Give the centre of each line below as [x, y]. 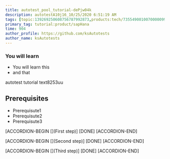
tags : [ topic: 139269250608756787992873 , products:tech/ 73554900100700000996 [87, 19]
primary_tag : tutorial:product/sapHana [47, 24]
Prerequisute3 [27, 121]
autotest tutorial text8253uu [34, 82]
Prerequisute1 [27, 110]
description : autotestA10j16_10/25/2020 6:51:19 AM [61, 15]
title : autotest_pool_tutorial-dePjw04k [49, 10]
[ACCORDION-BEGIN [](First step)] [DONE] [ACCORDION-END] [71, 131]
